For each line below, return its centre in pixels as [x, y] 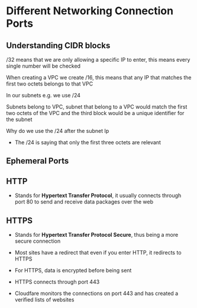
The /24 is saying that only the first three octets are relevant [88, 142]
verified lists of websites [44, 300]
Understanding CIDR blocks [58, 45]
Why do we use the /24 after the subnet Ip [58, 131]
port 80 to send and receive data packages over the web [84, 202]
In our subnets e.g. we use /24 [43, 95]
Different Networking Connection [90, 11]
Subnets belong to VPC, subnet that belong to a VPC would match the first [97, 107]
